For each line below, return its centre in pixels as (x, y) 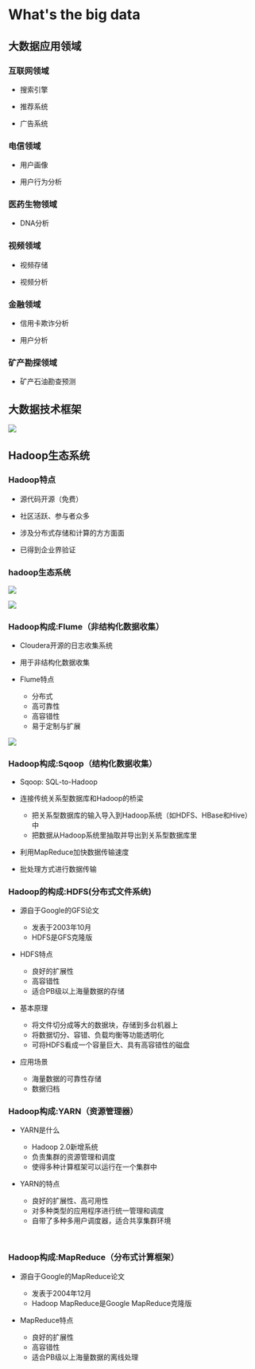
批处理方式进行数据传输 (58, 869)
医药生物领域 (33, 205)
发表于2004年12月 (62, 1293)
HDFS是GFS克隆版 (62, 937)
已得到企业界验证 (48, 549)
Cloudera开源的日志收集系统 (66, 645)
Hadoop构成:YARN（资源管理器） (73, 1111)
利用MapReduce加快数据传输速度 (74, 852)
